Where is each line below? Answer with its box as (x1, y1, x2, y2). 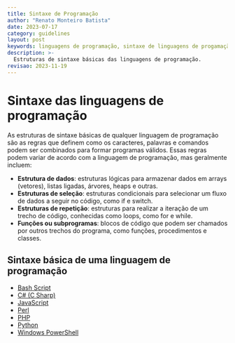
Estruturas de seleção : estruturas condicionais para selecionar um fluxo (17, 189, 227, 197)
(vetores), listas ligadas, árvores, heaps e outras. (17, 182, 159, 190)
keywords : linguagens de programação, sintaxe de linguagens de (7, 43, 199, 50)
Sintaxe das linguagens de (7, 93, 164, 109)
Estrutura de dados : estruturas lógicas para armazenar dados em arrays (17, 174, 227, 182)
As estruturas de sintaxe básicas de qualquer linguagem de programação (7, 130, 219, 139)
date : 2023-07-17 (7, 23, 58, 30)
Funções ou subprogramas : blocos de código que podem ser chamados (17, 219, 228, 227)
